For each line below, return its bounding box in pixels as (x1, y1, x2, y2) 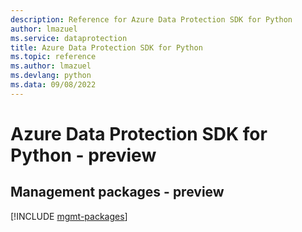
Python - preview (10, 144, 157, 166)
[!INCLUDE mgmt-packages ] (10, 210, 128, 222)
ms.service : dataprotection (10, 33, 128, 43)
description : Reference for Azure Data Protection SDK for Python (10, 14, 293, 25)
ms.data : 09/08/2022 (10, 80, 97, 90)
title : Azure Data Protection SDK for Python (10, 42, 203, 53)
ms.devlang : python (10, 71, 92, 81)
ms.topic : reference (10, 52, 97, 62)
